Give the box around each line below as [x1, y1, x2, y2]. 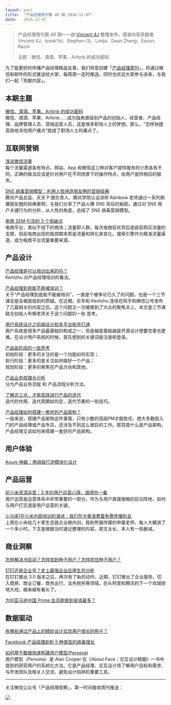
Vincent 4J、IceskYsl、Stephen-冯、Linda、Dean [17, 38, 123, 44]
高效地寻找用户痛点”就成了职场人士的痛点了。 [5, 128, 101, 134]
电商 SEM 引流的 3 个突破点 [5, 218, 63, 224]
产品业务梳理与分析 [5, 374, 46, 380]
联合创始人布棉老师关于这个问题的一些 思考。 [5, 310, 100, 316]
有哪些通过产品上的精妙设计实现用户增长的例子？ [5, 628, 108, 634]
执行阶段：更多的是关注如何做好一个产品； [5, 357, 95, 364]
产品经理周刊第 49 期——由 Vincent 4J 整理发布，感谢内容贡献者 [17, 32, 154, 38]
